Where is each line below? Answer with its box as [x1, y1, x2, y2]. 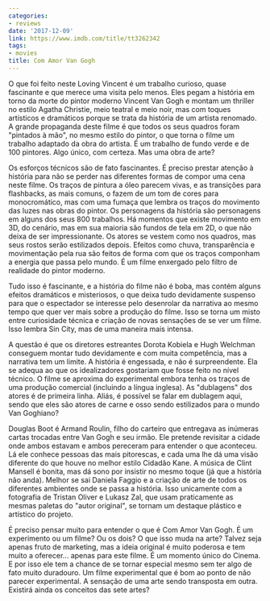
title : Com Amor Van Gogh [8, 57, 95, 65]
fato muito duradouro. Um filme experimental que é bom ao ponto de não [8, 567, 251, 577]
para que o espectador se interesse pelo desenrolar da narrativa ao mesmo [8, 298, 259, 308]
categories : [8, 11, 48, 20]
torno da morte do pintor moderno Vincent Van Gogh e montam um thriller [8, 96, 255, 106]
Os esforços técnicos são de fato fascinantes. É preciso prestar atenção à [8, 163, 254, 172]
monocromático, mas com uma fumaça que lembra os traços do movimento [8, 197, 260, 206]
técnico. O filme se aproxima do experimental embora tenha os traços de [8, 374, 251, 383]
